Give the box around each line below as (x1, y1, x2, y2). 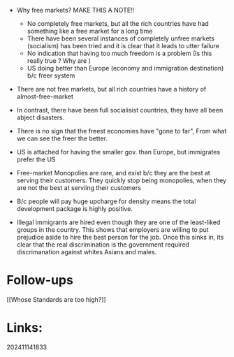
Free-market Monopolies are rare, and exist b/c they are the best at (16, 169, 210, 177)
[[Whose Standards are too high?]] (6, 295, 106, 303)
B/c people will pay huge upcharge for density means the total (16, 197, 196, 205)
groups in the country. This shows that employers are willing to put (16, 226, 209, 233)
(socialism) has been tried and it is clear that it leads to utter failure (27, 42, 219, 50)
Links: (6, 320, 43, 336)
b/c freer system (27, 71, 75, 80)
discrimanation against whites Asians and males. (16, 248, 157, 256)
